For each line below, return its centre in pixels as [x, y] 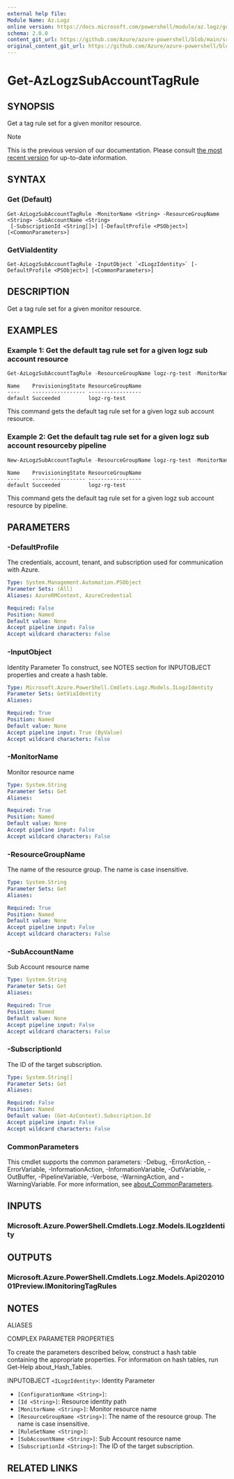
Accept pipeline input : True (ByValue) [65, 733]
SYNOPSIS [31, 106]
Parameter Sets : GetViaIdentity [54, 694]
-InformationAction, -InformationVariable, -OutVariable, [127, 1169]
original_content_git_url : [46, 46]
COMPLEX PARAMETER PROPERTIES [61, 1339]
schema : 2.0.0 [28, 33]
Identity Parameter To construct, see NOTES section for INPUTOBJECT [109, 667]
